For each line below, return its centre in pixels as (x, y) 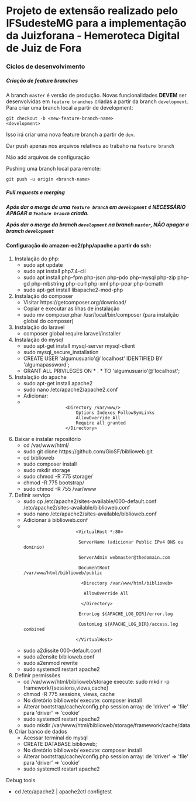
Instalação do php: (37, 259)
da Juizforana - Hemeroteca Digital (93, 36)
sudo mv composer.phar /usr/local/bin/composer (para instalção (101, 315)
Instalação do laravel (39, 327)
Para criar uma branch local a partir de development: (70, 108)
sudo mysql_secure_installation (61, 352)
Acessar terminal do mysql (55, 738)
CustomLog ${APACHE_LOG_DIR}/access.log (128, 624)
